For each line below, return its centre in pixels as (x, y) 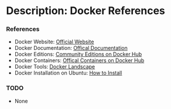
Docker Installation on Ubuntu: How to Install (68, 73)
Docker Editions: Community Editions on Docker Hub (78, 54)
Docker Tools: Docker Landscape (55, 67)
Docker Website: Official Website (54, 42)
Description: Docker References (86, 11)
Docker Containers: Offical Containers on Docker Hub (79, 60)
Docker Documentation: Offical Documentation (71, 48)
